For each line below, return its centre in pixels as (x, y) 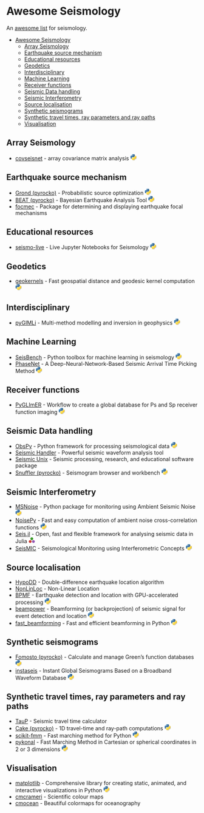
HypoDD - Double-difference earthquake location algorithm (90, 582)
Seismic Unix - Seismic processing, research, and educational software (104, 459)
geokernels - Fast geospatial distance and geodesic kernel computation (105, 281)
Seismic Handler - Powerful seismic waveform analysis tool (89, 453)
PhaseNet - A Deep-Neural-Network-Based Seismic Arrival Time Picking (106, 363)
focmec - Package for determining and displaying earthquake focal (99, 206)
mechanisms (31, 213)
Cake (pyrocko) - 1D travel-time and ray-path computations (89, 728)
